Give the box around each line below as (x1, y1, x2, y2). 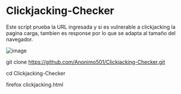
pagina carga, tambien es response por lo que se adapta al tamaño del (6, 29, 176, 36)
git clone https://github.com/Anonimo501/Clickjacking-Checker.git (6, 58, 165, 65)
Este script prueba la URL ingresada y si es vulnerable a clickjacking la (6, 23, 176, 30)
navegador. (6, 36, 33, 43)
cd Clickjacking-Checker (6, 69, 66, 76)
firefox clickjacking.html (6, 81, 64, 88)
